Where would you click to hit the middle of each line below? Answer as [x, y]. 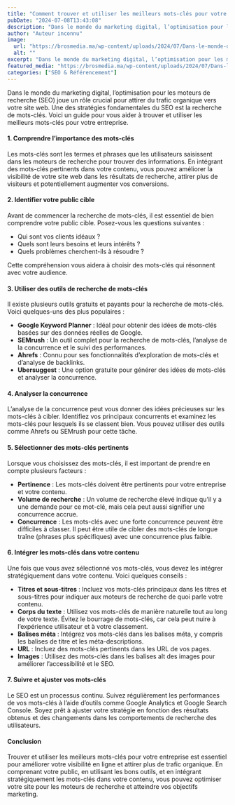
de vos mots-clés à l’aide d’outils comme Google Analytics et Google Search [117, 703]
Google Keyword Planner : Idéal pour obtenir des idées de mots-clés [117, 325]
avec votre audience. [37, 272]
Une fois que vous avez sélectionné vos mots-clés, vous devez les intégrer [115, 568]
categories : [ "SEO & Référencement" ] [62, 72]
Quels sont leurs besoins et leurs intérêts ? [79, 244]
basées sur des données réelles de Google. [80, 333]
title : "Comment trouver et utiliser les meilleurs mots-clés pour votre [117, 14]
